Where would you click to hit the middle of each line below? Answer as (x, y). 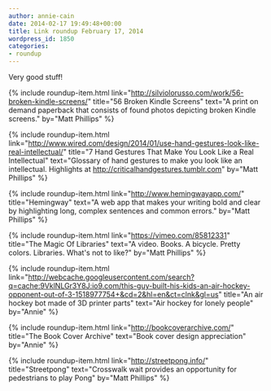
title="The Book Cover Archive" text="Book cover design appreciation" (127, 336)
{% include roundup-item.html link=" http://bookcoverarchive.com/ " (121, 327)
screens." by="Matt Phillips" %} (61, 119)
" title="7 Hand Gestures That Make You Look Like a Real (159, 152)
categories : (28, 46)
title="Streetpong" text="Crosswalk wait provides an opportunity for (123, 369)
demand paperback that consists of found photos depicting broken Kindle (132, 110)
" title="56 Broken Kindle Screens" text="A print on (173, 101)
